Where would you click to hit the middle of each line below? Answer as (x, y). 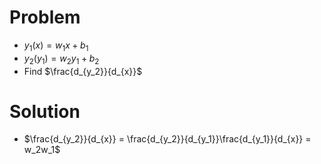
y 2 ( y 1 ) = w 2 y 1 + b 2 (61, 59)
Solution (45, 111)
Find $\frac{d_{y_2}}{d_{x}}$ (83, 71)
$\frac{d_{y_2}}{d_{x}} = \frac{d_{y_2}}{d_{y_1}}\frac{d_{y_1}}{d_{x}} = (167, 139)
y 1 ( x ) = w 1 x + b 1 (56, 46)
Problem (45, 17)
